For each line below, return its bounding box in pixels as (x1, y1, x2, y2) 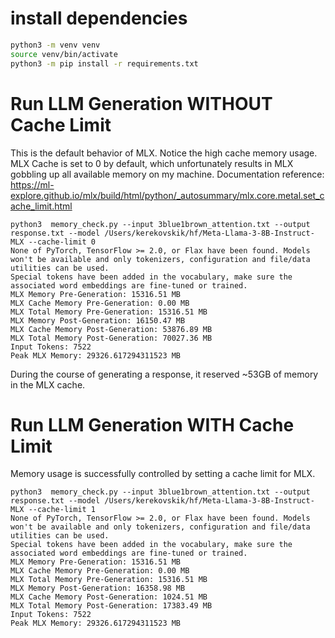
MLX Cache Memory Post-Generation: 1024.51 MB (10, 592, 208, 602)
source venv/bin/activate (10, 49, 118, 59)
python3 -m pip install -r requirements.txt (10, 58, 199, 69)
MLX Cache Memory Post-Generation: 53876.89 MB (10, 324, 213, 334)
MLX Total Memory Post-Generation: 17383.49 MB (10, 601, 213, 611)
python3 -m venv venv (10, 40, 101, 50)
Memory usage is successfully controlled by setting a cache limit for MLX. (10, 468, 316, 480)
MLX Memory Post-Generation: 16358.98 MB (10, 583, 186, 594)
